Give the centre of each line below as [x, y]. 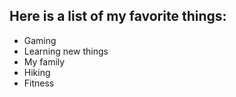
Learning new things [66, 51]
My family [44, 61]
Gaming [40, 40]
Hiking [37, 72]
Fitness [39, 83]
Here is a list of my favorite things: [118, 16]
